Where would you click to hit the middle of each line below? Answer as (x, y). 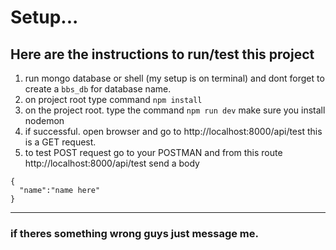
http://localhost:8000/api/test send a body (112, 163)
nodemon (44, 120)
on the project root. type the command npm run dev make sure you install (175, 110)
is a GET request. (60, 142)
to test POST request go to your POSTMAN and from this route (153, 152)
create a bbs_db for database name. (98, 89)
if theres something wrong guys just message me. (134, 233)
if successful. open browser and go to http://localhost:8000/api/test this (173, 131)
